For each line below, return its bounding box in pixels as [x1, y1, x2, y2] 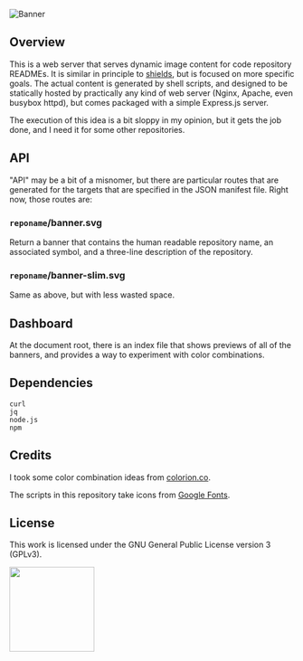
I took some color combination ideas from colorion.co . [9, 471, 211, 483]
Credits [9, 448, 52, 463]
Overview [9, 34, 66, 50]
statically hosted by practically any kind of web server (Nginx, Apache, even [9, 87, 294, 99]
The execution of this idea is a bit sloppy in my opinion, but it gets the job [9, 114, 282, 126]
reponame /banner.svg [9, 216, 102, 229]
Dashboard [9, 316, 73, 331]
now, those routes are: [9, 194, 93, 204]
